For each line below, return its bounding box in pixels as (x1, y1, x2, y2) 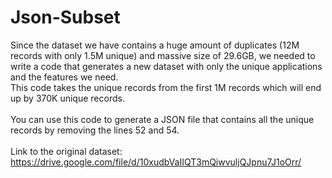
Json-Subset (10, 6, 121, 29)
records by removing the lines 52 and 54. (10, 124, 180, 136)
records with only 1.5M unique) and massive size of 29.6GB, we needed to (10, 49, 316, 61)
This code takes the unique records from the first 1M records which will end (10, 81, 322, 93)
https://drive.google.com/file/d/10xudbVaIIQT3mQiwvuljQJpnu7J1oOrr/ (10, 156, 302, 168)
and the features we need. (10, 71, 119, 83)
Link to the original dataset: (10, 145, 123, 157)
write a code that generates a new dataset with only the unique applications (10, 60, 323, 72)
